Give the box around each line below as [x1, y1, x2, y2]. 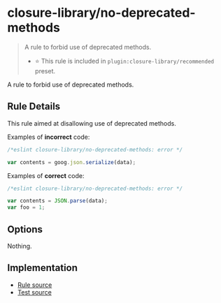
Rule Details [7, 101, 61, 112]
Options [7, 223, 43, 235]
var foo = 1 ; [7, 204, 45, 211]
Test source [17, 288, 52, 296]
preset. [34, 66, 56, 75]
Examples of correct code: [7, 171, 85, 179]
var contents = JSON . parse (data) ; [7, 198, 108, 205]
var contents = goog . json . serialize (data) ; [7, 158, 136, 165]
